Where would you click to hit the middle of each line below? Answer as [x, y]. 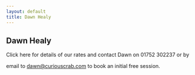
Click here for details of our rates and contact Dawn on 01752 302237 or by [98, 55]
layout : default [26, 11]
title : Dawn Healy [29, 17]
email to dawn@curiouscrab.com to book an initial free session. [83, 66]
